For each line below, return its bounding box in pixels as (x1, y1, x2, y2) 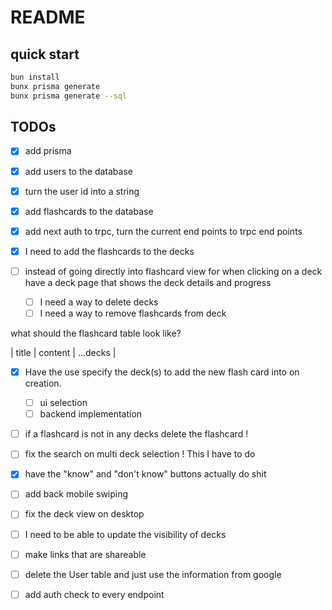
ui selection (39, 397, 88, 409)
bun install (10, 72, 60, 82)
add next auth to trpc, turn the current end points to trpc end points (24, 225, 303, 237)
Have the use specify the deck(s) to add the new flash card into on (24, 366, 300, 378)
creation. (24, 377, 62, 390)
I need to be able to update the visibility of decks (24, 528, 227, 540)
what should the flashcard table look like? (10, 327, 182, 339)
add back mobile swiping (24, 488, 129, 500)
